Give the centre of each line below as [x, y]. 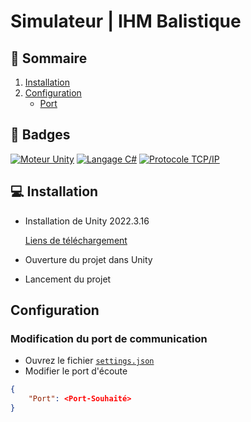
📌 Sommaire [49, 58]
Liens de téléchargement [76, 240]
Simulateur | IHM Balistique [126, 21]
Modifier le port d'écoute [76, 371]
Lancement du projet [68, 279]
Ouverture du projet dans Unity [88, 259]
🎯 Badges [40, 135]
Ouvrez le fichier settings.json [89, 361]
